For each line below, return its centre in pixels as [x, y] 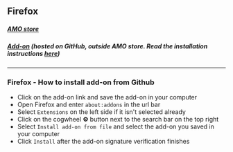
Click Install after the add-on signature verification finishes [103, 142]
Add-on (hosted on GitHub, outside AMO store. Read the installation [107, 46]
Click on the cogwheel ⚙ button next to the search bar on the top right [118, 120]
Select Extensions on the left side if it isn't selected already [101, 112]
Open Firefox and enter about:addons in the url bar [89, 105]
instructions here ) [34, 54]
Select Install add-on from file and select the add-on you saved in [116, 126]
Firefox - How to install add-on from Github [81, 82]
